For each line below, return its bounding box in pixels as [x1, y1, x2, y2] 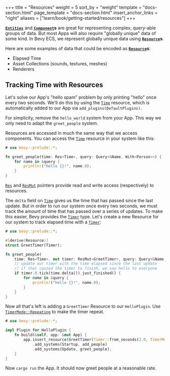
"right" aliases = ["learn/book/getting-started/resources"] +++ [5, 15, 136, 21]
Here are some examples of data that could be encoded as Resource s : [5, 46, 151, 51]
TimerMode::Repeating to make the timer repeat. [5, 309, 105, 315]
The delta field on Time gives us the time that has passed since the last [5, 198, 153, 204]
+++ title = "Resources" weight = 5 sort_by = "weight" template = [5, 5, 142, 10]
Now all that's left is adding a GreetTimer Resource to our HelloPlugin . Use [5, 304, 161, 310]
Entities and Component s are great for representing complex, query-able [5, 25, 156, 31]
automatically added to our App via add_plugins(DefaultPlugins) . [5, 105, 142, 111]
